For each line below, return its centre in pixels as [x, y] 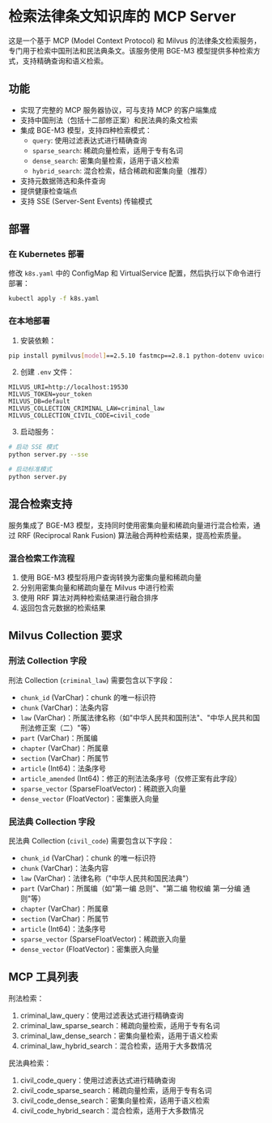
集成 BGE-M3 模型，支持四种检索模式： [86, 130]
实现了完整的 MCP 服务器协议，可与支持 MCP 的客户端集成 [118, 109]
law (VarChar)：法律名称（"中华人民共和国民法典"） [106, 878]
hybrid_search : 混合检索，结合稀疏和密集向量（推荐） [122, 170]
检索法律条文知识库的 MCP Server [122, 17]
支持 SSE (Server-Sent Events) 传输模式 [86, 201]
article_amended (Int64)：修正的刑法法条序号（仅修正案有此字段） [130, 778]
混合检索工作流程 [42, 558]
